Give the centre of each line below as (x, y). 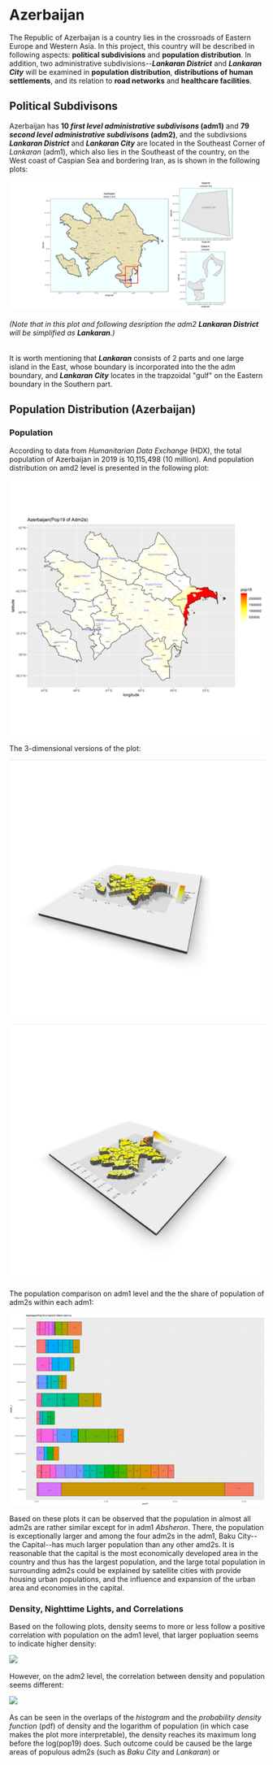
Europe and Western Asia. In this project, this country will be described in (132, 46)
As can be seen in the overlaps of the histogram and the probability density (136, 1718)
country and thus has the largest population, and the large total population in (137, 1562)
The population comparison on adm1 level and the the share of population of (137, 1293)
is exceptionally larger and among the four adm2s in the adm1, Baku (123, 1536)
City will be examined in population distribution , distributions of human (131, 72)
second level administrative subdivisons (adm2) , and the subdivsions (128, 134)
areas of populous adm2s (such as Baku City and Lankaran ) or (115, 1752)
